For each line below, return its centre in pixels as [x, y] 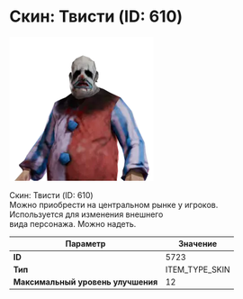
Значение [198, 244]
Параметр [85, 244]
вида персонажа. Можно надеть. [73, 223]
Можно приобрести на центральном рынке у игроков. [114, 204]
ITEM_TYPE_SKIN [198, 269]
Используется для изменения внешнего [86, 214]
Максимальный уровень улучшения [85, 282]
